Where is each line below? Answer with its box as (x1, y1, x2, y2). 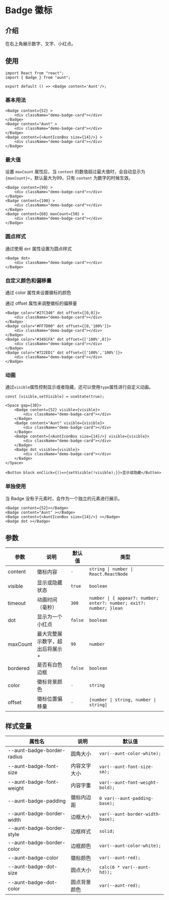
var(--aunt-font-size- (99, 764, 153, 770)
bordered (8, 665, 30, 672)
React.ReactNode (89, 572, 128, 577)
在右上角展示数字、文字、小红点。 (5, 41, 76, 46)
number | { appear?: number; (89, 595, 159, 601)
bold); (99, 785, 115, 791)
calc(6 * (99, 865, 120, 870)
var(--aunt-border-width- (99, 812, 161, 817)
